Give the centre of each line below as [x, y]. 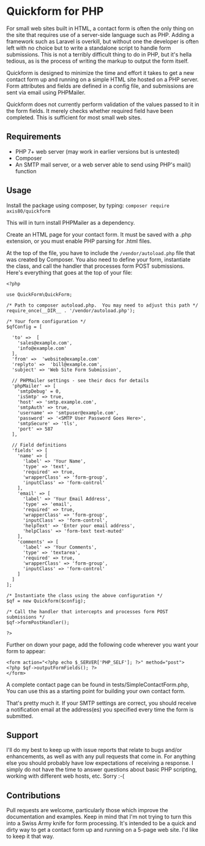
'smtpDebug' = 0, [39, 391]
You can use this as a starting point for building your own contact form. [96, 691]
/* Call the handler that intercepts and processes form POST [87, 612]
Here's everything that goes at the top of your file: [69, 272]
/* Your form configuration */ [46, 321]
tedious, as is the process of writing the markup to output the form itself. [98, 61]
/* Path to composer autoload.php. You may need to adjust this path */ [102, 305]
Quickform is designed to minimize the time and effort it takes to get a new [100, 72]
